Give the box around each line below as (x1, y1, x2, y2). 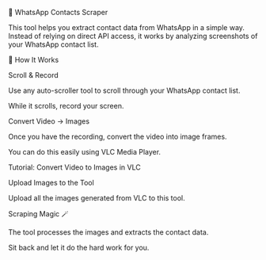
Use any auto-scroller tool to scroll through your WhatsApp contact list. (8, 86, 241, 95)
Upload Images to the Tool (8, 178, 95, 187)
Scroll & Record (8, 71, 59, 79)
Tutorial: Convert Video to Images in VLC (8, 162, 141, 172)
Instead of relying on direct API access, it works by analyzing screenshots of (8, 32, 258, 40)
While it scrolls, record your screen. (8, 101, 124, 110)
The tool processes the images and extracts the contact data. (8, 227, 209, 237)
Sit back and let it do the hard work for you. (8, 243, 150, 252)
